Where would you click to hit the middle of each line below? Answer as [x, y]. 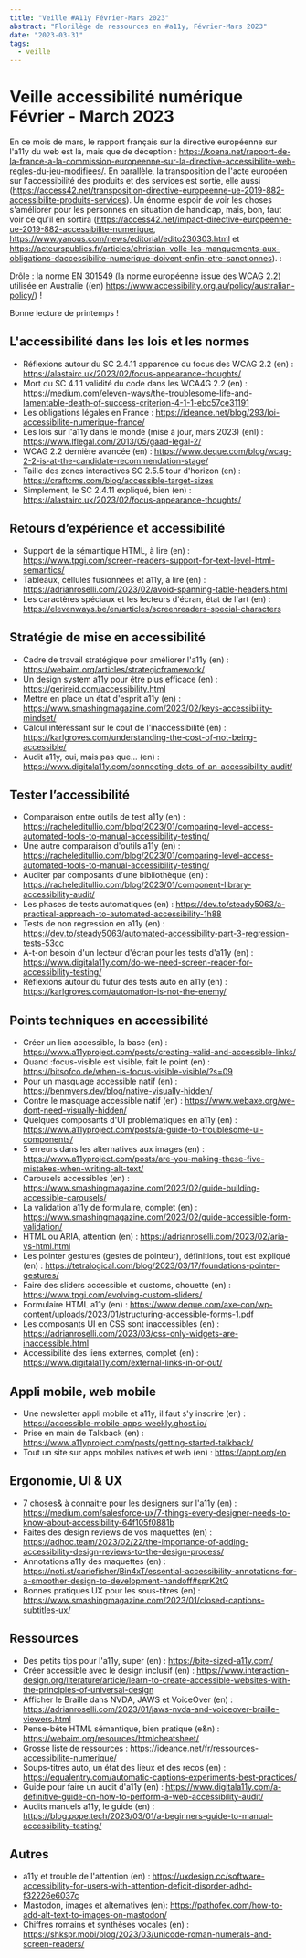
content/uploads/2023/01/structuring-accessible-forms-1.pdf [138, 1314]
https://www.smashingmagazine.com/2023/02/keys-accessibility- [148, 708]
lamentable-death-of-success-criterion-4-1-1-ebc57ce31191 [136, 402]
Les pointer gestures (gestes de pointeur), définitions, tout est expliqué [156, 1256]
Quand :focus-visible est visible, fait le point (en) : [116, 1062]
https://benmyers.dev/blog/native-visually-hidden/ [117, 1091]
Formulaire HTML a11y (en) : [75, 1305]
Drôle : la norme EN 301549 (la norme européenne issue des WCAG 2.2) [145, 276]
